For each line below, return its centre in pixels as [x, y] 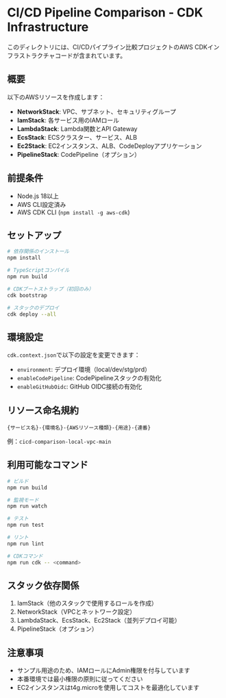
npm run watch [27, 506]
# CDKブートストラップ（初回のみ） [51, 289]
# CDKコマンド [25, 556]
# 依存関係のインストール [38, 251]
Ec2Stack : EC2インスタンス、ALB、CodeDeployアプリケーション [109, 146]
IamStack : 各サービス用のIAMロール [68, 120]
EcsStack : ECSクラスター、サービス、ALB [77, 137]
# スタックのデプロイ [33, 308]
